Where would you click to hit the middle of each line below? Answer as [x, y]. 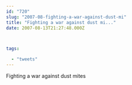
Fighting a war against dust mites [46, 76]
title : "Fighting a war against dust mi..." [61, 22]
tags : [13, 49]
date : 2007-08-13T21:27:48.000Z [45, 28]
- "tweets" [25, 59]
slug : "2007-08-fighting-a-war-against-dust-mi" [66, 17]
